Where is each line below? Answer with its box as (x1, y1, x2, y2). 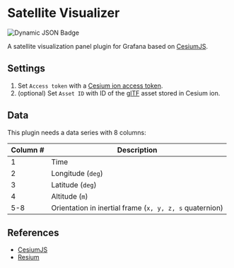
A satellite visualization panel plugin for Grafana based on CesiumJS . (7, 42, 209, 50)
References (7, 226, 59, 238)
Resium (17, 253, 40, 262)
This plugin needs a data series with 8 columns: (7, 128, 146, 136)
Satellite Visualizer (7, 5, 120, 21)
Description (117, 145, 158, 155)
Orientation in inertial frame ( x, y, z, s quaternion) (51, 203, 224, 213)
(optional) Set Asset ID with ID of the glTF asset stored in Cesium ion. (17, 88, 221, 97)
